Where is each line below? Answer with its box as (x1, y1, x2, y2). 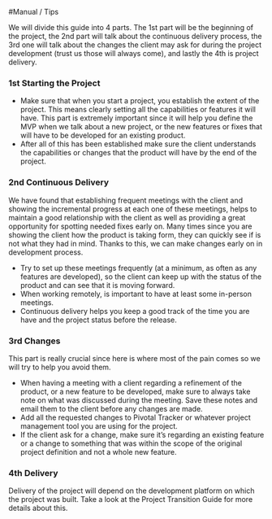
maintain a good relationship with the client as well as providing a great (8, 212, 246, 222)
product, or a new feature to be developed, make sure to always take (19, 386, 251, 396)
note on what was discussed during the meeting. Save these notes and (19, 395, 258, 405)
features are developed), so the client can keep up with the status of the (19, 272, 262, 281)
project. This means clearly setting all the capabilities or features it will (19, 105, 256, 115)
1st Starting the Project (8, 77, 101, 89)
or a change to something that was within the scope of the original (19, 438, 243, 448)
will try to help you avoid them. (8, 362, 111, 372)
